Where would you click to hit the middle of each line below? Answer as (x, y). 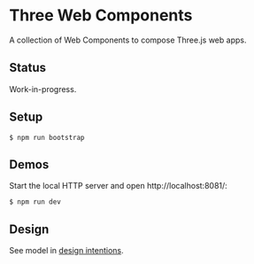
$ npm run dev (35, 202)
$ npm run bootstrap (47, 137)
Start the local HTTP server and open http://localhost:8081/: (118, 186)
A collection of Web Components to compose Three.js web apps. (128, 40)
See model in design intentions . (66, 251)
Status (28, 68)
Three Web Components (101, 16)
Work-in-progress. (43, 89)
